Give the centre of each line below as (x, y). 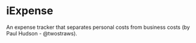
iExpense (30, 11)
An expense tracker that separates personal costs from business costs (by (98, 27)
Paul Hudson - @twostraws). (42, 33)
